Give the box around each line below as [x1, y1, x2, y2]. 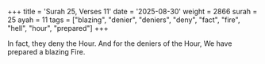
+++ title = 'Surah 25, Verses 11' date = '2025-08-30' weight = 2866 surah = [7, 7, 258, 16]
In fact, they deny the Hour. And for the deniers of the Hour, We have [7, 39, 232, 48]
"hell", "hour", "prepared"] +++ [7, 24, 109, 32]
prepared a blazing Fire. [7, 47, 86, 56]
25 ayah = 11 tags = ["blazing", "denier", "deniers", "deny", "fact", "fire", [7, 15, 240, 24]
